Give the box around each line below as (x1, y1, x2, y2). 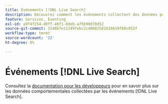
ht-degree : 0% (5, 40, 35, 45)
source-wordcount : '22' (5, 36, 55, 41)
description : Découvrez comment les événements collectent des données (5, 12, 157, 17)
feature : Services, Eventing (5, 17, 66, 22)
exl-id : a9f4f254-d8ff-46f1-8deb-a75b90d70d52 (5, 21, 104, 27)
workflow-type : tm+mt (5, 31, 50, 36)
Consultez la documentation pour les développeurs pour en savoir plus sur (5, 82, 159, 88)
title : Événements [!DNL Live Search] (5, 7, 86, 13)
